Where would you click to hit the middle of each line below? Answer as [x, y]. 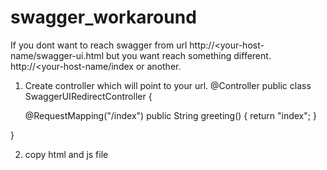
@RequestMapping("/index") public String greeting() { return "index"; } [170, 115]
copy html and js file [66, 154]
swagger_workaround [103, 17]
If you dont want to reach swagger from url [99, 45]
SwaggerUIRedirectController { [88, 96]
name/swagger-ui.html [57, 55]
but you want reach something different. [188, 55]
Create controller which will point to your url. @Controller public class [168, 85]
